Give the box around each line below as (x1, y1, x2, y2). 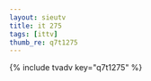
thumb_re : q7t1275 (9, 37, 78, 47)
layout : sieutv (9, 12, 67, 22)
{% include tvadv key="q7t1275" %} (9, 62, 143, 73)
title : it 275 (9, 21, 63, 30)
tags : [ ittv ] (9, 29, 58, 38)
